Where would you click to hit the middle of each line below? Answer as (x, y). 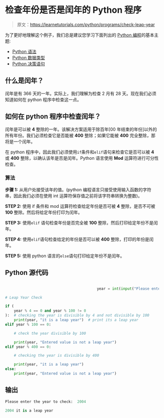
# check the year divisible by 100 (50, 333)
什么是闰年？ (24, 81)
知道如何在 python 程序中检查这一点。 (43, 99)
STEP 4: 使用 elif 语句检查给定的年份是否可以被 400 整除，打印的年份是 (77, 239)
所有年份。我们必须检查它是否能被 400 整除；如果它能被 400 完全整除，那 (80, 135)
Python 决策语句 (29, 64)
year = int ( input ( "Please (123, 289)
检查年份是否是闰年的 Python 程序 (73, 10)
